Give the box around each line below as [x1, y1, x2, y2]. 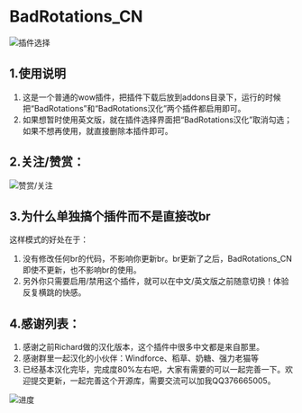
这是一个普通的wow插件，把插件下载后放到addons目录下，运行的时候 [22, 92, 281, 103]
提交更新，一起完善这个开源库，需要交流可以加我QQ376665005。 [30, 375, 276, 386]
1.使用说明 [9, 66, 67, 82]
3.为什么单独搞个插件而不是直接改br [9, 209, 211, 224]
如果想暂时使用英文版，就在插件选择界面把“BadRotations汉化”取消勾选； [22, 114, 293, 125]
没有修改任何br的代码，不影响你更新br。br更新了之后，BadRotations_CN [22, 254, 293, 265]
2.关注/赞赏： [9, 155, 86, 170]
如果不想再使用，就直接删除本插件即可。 [22, 125, 173, 136]
